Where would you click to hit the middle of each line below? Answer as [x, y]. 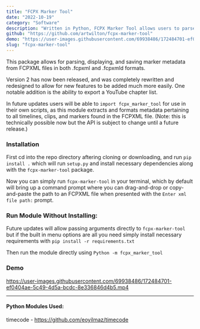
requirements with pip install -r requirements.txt [71, 241]
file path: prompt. [30, 200]
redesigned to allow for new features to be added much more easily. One [96, 86]
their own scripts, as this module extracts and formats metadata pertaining [98, 110]
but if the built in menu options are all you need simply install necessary [94, 235]
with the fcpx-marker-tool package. [50, 170]
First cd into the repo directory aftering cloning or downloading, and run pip [99, 157]
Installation [23, 144]
